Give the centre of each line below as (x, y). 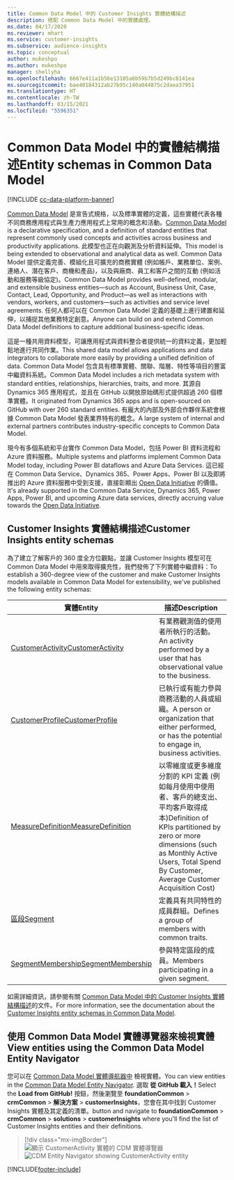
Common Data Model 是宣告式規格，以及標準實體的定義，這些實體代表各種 (115, 214)
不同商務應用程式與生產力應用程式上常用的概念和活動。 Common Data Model (117, 222)
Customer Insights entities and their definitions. (75, 1126)
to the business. (185, 675)
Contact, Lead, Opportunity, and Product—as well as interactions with (107, 294)
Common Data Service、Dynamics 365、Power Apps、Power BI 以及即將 (120, 473)
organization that (186, 718)
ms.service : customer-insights (53, 40)
